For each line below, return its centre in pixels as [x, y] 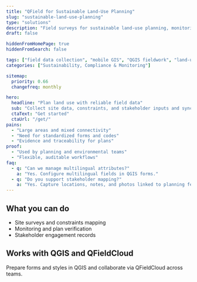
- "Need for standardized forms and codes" [65, 135]
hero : [13, 97]
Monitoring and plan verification [53, 229]
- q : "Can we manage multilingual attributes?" [71, 168]
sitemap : [17, 76]
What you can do [38, 208]
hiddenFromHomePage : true [38, 44]
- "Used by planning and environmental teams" [69, 152]
